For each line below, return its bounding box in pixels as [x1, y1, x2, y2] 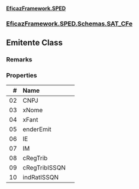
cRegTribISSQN [22, 164, 66, 172]
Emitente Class [6, 37, 63, 47]
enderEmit [22, 125, 51, 133]
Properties [6, 71, 37, 79]
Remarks [6, 55, 33, 63]
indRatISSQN [22, 173, 59, 181]
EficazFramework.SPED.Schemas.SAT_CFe [6, 19, 133, 28]
